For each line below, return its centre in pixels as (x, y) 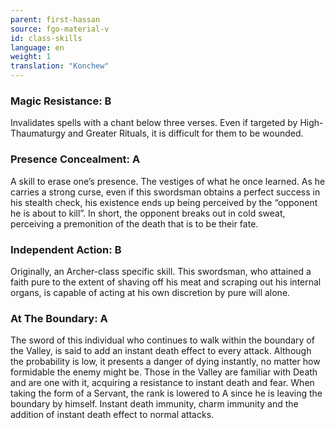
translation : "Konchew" (60, 66)
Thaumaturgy (38, 133)
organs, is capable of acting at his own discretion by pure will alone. (150, 292)
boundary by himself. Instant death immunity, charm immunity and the (154, 404)
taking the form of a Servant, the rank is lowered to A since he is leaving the (166, 393)
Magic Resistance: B (61, 101)
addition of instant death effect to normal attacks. (112, 415)
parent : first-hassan (55, 19)
